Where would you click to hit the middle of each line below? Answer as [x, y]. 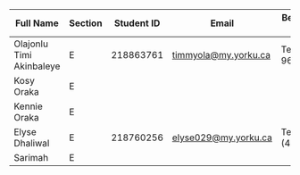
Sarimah [31, 158]
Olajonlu [31, 44]
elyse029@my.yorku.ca [222, 137]
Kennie [28, 106]
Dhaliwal [32, 143]
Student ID [137, 23]
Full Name [37, 23]
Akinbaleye [37, 66]
